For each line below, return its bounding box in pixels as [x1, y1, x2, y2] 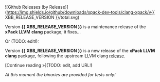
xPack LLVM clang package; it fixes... [5, 29, 81, 34]
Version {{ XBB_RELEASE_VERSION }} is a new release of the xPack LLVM [5, 48, 155, 53]
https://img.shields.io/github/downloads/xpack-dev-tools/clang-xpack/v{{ [6, 9, 155, 15]
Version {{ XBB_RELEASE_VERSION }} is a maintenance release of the [5, 24, 146, 30]
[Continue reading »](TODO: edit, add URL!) [5, 63, 93, 68]
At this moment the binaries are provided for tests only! [5, 72, 116, 77]
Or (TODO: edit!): [5, 38, 39, 44]
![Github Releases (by [5, 4, 49, 10]
